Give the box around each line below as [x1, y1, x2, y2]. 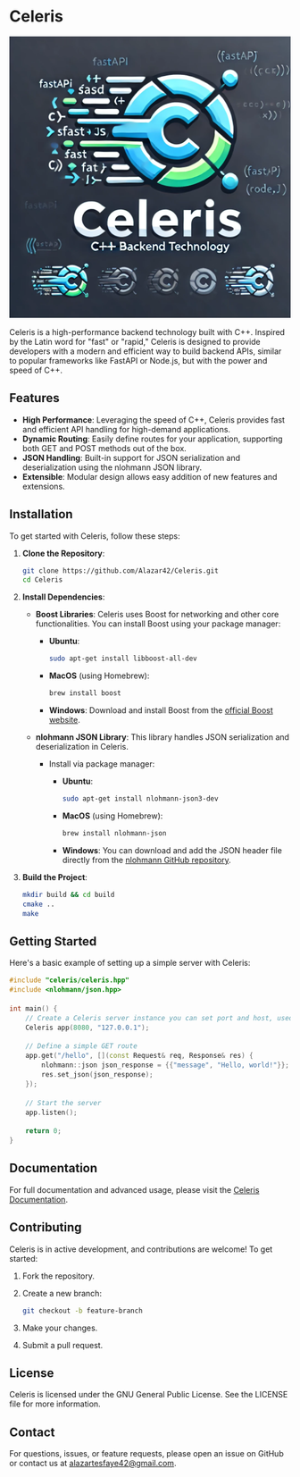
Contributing [9, 1220, 82, 1235]
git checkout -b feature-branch [21, 1306, 143, 1315]
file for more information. [9, 1398, 101, 1409]
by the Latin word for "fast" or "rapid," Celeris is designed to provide [9, 336, 261, 347]
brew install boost [48, 689, 122, 698]
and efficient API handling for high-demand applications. [21, 424, 230, 434]
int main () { [9, 1003, 58, 1013]
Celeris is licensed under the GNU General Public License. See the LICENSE [9, 1389, 288, 1400]
